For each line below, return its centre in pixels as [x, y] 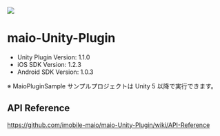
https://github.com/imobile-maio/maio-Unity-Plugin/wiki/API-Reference [109, 125]
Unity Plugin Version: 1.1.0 [53, 57]
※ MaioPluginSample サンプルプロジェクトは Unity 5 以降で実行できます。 [112, 86]
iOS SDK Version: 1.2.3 [49, 64]
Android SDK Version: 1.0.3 [56, 72]
